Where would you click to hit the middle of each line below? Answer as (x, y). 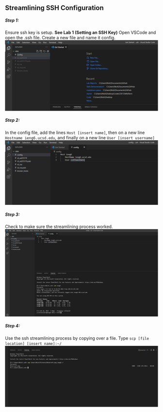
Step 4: (13, 326)
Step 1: (12, 20)
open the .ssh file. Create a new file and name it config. (60, 38)
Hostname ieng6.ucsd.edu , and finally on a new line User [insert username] (80, 137)
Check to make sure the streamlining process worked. (59, 227)
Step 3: (13, 214)
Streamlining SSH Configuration (55, 8)
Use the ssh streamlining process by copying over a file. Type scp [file (77, 338)
